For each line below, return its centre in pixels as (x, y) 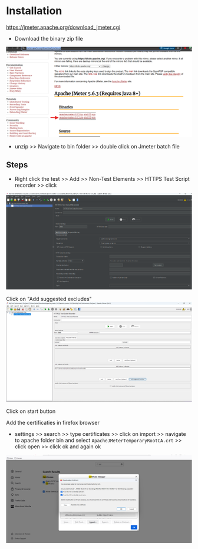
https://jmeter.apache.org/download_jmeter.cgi (63, 27)
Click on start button (31, 411)
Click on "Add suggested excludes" (49, 299)
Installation (34, 11)
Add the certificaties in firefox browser (53, 422)
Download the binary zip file (49, 38)
